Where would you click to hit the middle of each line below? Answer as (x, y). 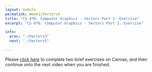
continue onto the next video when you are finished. (58, 64)
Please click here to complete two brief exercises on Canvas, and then (76, 59)
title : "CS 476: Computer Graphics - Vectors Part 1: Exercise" (72, 18)
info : (11, 32)
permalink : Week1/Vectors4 (33, 14)
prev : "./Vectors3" (29, 36)
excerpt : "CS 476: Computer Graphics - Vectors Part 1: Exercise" (74, 23)
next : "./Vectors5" (29, 41)
